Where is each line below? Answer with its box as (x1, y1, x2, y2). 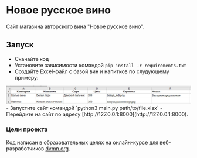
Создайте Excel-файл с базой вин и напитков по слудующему (14, 68, 169, 75)
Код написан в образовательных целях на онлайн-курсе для (6, 139, 158, 146)
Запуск (6, 40, 34, 50)
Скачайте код (14, 55, 49, 62)
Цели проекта (6, 125, 48, 133)
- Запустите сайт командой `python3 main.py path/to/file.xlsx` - (6, 105, 163, 112)
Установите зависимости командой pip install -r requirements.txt (14, 61, 186, 68)
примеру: (14, 74, 39, 81)
